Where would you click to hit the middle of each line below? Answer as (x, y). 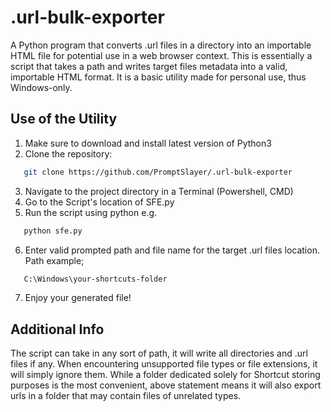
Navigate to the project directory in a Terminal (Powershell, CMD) (159, 191)
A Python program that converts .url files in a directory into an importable (161, 45)
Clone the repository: (68, 153)
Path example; (54, 260)
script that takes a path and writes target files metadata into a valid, (149, 66)
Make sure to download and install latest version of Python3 (148, 143)
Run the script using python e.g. (91, 212)
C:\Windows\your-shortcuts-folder (95, 279)
